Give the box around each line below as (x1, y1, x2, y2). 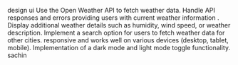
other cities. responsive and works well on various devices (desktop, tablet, (7, 36, 229, 45)
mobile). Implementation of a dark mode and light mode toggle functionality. (7, 44, 230, 52)
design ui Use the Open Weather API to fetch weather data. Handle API (7, 6, 216, 14)
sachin (7, 51, 27, 59)
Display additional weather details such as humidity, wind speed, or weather (7, 21, 231, 29)
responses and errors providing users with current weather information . (7, 13, 219, 22)
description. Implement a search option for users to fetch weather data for (7, 28, 225, 37)
